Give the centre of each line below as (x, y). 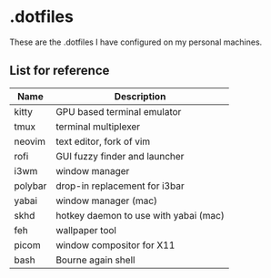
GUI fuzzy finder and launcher (120, 156)
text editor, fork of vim (103, 141)
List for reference (60, 71)
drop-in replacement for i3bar (120, 186)
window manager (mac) (106, 201)
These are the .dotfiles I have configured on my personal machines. (136, 42)
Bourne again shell (95, 260)
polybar (30, 186)
